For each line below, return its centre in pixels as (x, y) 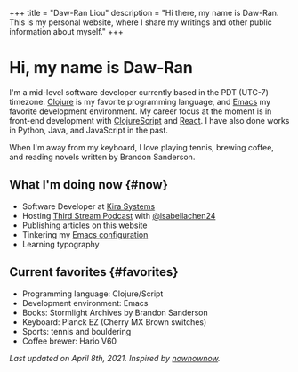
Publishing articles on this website (85, 225)
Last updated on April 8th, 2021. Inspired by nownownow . (115, 358)
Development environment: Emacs (85, 303)
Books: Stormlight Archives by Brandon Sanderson (115, 312)
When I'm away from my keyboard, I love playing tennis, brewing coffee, (141, 147)
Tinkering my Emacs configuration (85, 234)
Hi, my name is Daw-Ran (101, 68)
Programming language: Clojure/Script (93, 294)
